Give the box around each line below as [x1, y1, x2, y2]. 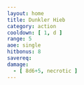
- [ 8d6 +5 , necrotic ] [13, 67, 78, 74]
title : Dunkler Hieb [7, 16, 66, 23]
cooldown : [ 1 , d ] [7, 29, 63, 36]
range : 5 [7, 36, 32, 42]
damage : [7, 61, 29, 68]
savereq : [7, 55, 32, 62]
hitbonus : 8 [7, 49, 41, 56]
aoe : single [7, 42, 41, 49]
